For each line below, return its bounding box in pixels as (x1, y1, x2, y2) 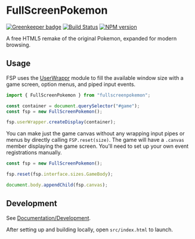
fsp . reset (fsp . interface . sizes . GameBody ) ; (6, 171, 113, 178)
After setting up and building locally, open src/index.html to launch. (6, 226, 174, 233)
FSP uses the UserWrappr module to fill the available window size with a (6, 74, 184, 81)
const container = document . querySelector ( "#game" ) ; (6, 103, 140, 109)
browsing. (6, 41, 31, 48)
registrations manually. (6, 149, 62, 156)
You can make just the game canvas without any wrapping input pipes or (6, 130, 185, 137)
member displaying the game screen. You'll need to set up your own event (6, 142, 189, 150)
